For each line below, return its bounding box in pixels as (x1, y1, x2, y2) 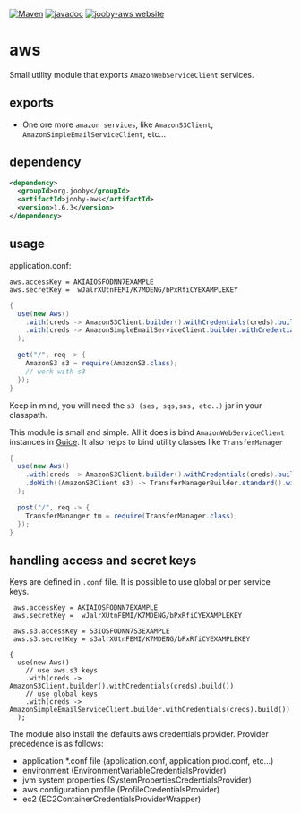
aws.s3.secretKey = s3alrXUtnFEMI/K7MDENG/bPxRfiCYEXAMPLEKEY (13, 635, 251, 644)
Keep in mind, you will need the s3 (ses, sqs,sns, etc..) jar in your (9, 399, 262, 411)
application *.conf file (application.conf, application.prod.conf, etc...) (21, 756, 274, 766)
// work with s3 (25, 367, 87, 376)
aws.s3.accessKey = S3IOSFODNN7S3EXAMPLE (13, 627, 170, 636)
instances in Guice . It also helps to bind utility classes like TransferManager (9, 436, 284, 447)
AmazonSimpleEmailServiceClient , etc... (21, 128, 167, 139)
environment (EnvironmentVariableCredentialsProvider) (21, 766, 227, 776)
